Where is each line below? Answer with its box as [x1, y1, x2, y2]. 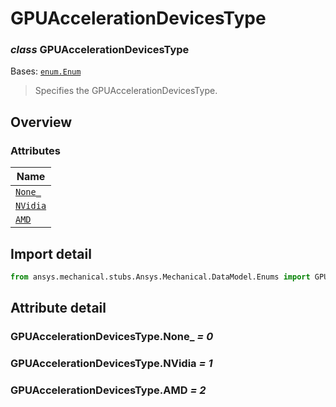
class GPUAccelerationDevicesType [10, 43, 190, 57]
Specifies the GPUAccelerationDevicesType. [34, 85, 218, 97]
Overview [10, 113, 73, 131]
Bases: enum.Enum [10, 65, 82, 77]
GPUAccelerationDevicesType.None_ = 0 [10, 330, 214, 344]
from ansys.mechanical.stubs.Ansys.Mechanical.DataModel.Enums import [10, 272, 311, 282]
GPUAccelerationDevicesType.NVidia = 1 [10, 357, 213, 371]
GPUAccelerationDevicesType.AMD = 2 [10, 383, 207, 397]
